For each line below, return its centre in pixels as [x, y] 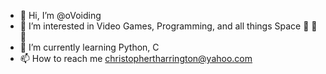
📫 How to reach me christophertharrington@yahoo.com [136, 58]
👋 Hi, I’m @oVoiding [60, 15]
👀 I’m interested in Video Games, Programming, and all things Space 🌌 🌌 [168, 26]
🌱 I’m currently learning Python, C [89, 47]
